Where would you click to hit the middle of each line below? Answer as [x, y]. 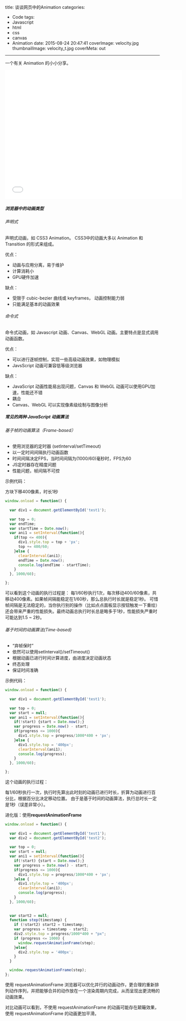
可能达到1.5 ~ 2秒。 [25, 618]
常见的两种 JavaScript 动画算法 [37, 417]
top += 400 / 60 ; [34, 547]
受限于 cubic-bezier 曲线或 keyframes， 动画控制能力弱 [68, 298]
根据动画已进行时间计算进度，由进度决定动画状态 [62, 658]
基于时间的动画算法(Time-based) [39, 629]
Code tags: [23, 17]
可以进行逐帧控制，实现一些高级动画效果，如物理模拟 [66, 359]
